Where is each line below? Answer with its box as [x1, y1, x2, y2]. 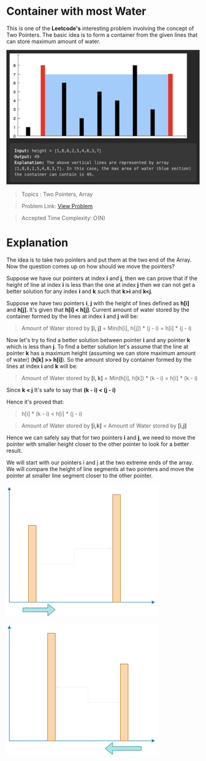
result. [6, 447, 23, 455]
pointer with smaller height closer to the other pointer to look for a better [6, 440, 189, 448]
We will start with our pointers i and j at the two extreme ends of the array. [6, 459, 194, 466]
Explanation [6, 236, 69, 250]
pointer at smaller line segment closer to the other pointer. [6, 472, 153, 480]
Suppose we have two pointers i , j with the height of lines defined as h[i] [6, 300, 190, 307]
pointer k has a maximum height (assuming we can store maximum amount [6, 349, 196, 357]
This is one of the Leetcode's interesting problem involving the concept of [6, 25, 194, 32]
